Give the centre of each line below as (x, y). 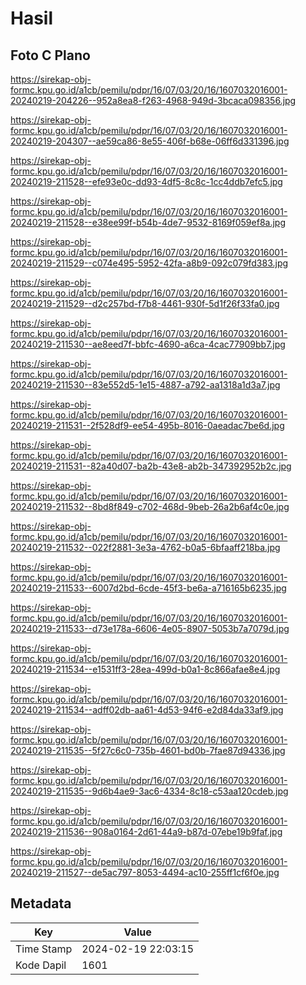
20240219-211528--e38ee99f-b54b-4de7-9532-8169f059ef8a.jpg (148, 222)
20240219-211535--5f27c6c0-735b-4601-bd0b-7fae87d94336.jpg (148, 750)
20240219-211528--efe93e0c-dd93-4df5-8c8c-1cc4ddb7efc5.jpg (146, 181)
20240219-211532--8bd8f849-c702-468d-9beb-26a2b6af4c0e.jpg (150, 506)
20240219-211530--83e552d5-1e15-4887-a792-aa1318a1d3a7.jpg (145, 385)
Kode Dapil (41, 965)
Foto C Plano (50, 55)
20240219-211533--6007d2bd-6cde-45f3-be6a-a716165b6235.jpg (148, 588)
